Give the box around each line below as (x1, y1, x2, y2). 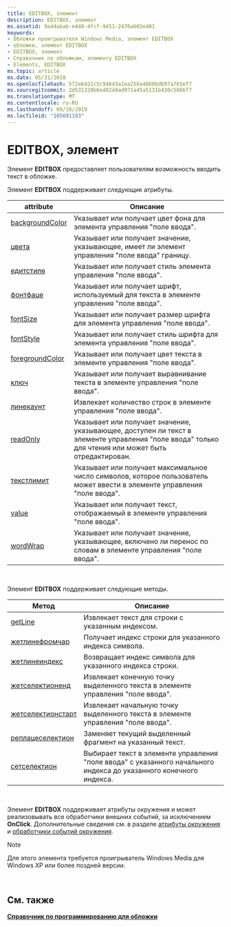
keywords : (7, 29, 36, 36)
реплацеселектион (10, 733, 74, 743)
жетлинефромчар (10, 637, 70, 646)
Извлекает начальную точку (83, 700, 179, 710)
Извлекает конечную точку (83, 672, 175, 681)
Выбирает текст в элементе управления (83, 748, 219, 758)
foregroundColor (10, 353, 65, 363)
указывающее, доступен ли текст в (74, 426, 192, 435)
